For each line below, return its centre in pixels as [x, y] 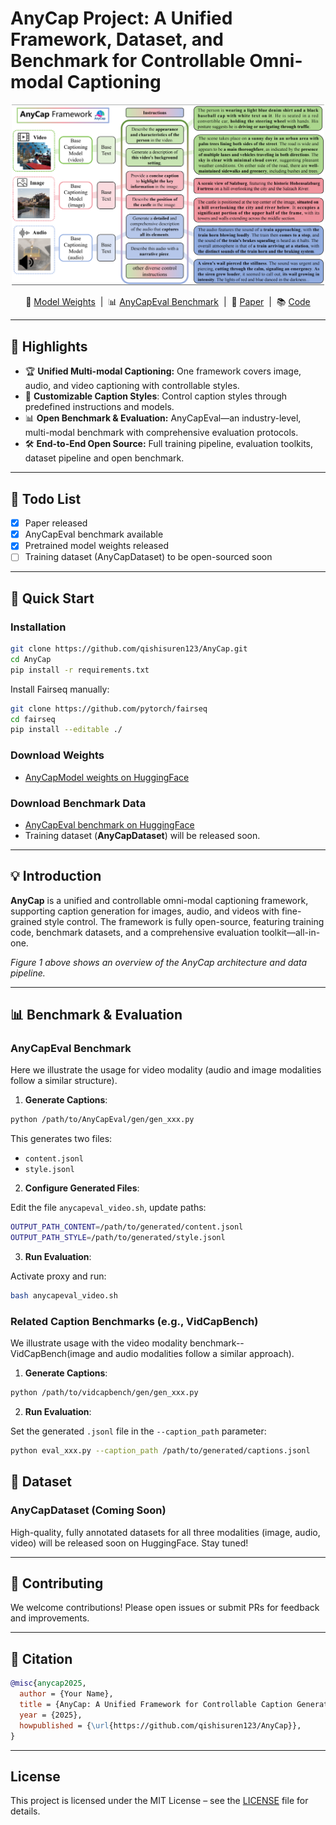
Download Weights [57, 755]
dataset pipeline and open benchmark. [104, 458]
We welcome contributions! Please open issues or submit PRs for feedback [165, 1608]
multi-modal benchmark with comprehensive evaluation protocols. [161, 433]
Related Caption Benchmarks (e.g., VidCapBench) [134, 1321]
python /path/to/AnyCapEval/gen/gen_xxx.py [102, 1120]
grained [26, 921]
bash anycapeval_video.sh [64, 1296]
